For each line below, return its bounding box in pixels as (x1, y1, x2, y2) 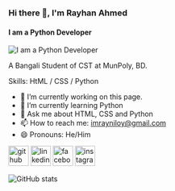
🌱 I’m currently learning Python (19, 101, 123, 110)
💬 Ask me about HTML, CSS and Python (19, 109, 153, 119)
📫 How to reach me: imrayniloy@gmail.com (19, 118, 167, 128)
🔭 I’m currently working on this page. (19, 92, 143, 102)
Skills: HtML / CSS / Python (8, 77, 99, 86)
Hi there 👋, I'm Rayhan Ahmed (8, 7, 127, 19)
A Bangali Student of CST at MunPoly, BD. (8, 60, 148, 71)
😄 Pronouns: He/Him (19, 130, 91, 139)
